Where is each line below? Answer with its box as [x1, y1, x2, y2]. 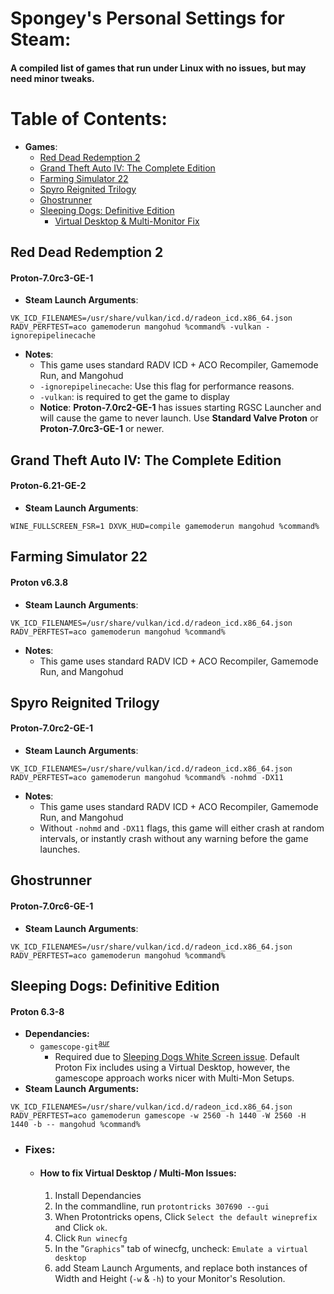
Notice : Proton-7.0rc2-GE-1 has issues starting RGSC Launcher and [39, 402, 322, 414]
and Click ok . [54, 1222, 108, 1234]
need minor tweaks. [10, 72, 95, 84]
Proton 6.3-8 [10, 1005, 65, 1017]
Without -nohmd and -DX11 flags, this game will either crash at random [39, 822, 325, 834]
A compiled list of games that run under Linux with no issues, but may [10, 62, 307, 74]
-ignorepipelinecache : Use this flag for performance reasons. [39, 380, 295, 392]
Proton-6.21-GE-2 [10, 480, 87, 492]
